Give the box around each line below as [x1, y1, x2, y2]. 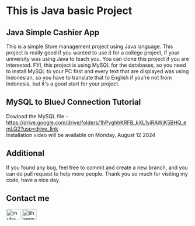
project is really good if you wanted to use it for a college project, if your [6, 49, 180, 56]
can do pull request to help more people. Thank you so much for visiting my [6, 170, 188, 177]
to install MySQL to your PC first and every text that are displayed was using [6, 68, 189, 74]
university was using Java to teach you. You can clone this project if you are [6, 56, 189, 62]
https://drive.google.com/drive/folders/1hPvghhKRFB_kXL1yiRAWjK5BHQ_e [6, 119, 187, 126]
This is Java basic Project [6, 4, 133, 18]
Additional [6, 148, 45, 159]
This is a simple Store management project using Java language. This [6, 43, 173, 50]
